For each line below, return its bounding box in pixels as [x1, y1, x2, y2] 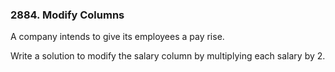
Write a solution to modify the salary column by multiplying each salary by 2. [10, 50, 326, 62]
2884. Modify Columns [10, 8, 125, 22]
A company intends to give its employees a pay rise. [10, 31, 225, 43]
